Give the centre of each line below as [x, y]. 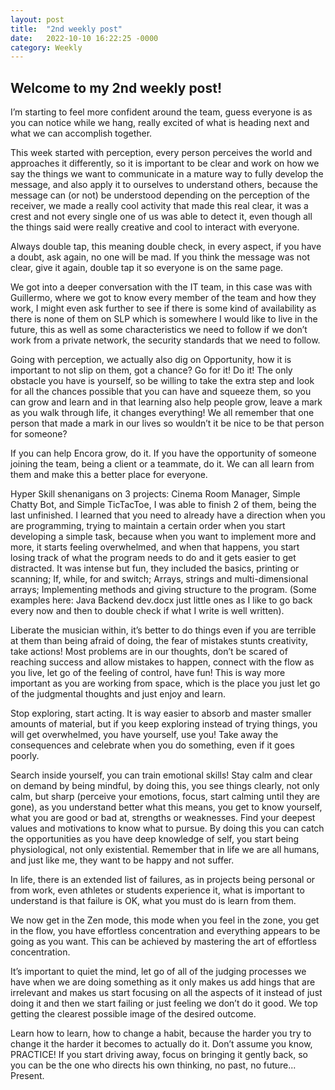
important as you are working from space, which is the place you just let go [165, 683]
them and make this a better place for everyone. [109, 475]
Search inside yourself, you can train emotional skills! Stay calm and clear [161, 775]
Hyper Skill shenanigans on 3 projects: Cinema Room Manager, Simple [155, 494]
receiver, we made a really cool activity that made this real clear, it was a [159, 206]
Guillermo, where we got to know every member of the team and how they [163, 298]
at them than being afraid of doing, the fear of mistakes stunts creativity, [159, 641]
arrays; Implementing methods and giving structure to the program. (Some [163, 590]
